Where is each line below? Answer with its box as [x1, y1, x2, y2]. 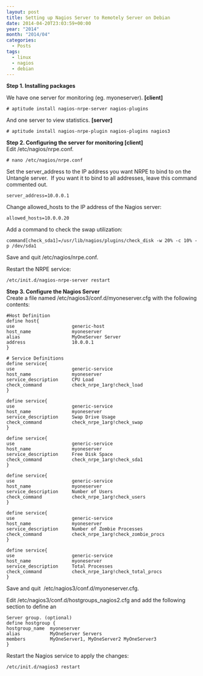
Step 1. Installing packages [6, 82, 76, 90]
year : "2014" [6, 26, 40, 32]
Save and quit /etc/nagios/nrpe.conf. [6, 254, 99, 261]
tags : [6, 49, 20, 55]
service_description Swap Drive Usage [6, 414, 116, 421]
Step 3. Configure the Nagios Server [6, 288, 100, 296]
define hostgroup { [6, 620, 56, 627]
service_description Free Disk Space [6, 452, 113, 458]
